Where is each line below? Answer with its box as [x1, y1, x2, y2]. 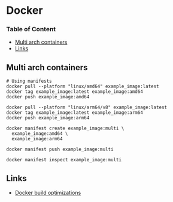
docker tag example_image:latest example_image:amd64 [6, 89, 144, 95]
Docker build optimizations [14, 189, 81, 197]
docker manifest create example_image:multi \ [6, 125, 125, 132]
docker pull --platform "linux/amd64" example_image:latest [6, 83, 160, 90]
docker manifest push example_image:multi [6, 146, 114, 153]
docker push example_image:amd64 [6, 94, 90, 100]
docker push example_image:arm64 [6, 115, 90, 121]
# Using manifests [6, 79, 52, 85]
